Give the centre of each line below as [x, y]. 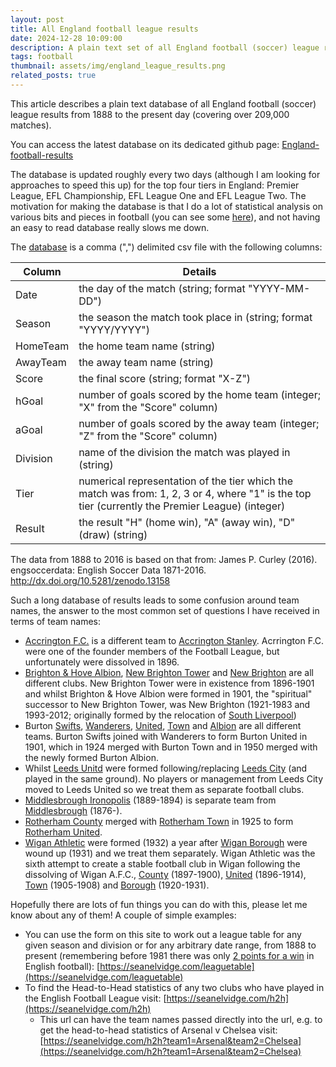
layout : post [37, 19]
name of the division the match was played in [184, 452]
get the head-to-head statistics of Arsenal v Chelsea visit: [158, 1030]
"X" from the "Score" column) [148, 407]
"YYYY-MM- [279, 288]
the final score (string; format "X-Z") [165, 378]
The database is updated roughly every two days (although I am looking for [165, 174]
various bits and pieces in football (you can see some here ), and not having [165, 217]
